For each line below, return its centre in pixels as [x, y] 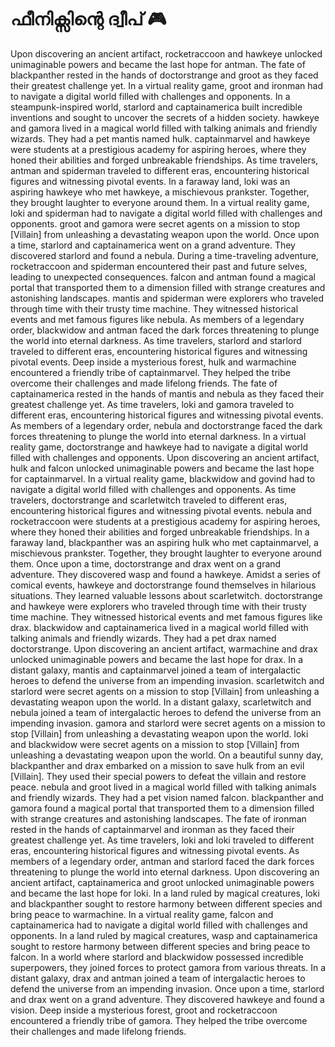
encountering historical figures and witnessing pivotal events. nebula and [161, 510]
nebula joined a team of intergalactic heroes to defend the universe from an [166, 712]
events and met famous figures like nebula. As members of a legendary [157, 319]
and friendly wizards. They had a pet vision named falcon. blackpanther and [167, 797]
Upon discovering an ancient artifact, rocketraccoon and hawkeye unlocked [166, 53]
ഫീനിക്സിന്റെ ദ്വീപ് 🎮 [88, 19]
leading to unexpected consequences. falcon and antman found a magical [163, 277]
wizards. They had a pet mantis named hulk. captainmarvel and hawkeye [160, 138]
